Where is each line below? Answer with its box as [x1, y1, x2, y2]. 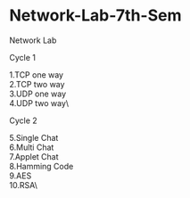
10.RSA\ [9, 179, 37, 190]
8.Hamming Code [9, 161, 74, 171]
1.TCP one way [9, 69, 64, 80]
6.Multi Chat [9, 142, 54, 153]
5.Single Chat [9, 132, 59, 143]
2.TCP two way [9, 78, 65, 89]
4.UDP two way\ [9, 97, 70, 108]
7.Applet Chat [9, 151, 60, 161]
